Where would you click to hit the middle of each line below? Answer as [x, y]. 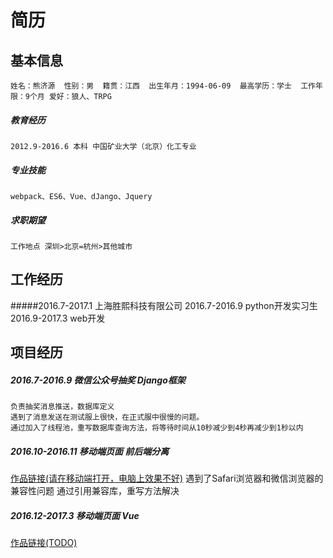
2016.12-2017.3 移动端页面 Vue [75, 515]
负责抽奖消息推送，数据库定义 [62, 407]
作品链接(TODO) [44, 543]
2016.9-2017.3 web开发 [58, 318]
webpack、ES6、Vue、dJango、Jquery [81, 196]
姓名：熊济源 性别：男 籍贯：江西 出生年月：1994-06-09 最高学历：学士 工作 [163, 86]
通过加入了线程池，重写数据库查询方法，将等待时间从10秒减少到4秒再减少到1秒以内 [157, 428]
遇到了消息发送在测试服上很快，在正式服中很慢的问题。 [107, 417]
